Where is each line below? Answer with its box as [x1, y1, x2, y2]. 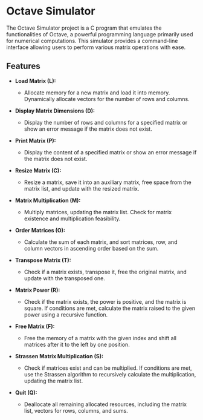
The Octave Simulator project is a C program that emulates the [6, 24, 162, 31]
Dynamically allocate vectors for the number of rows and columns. [24, 95, 190, 102]
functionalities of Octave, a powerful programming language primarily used [6, 30, 193, 38]
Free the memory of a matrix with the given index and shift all [24, 334, 177, 341]
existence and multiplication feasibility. [24, 215, 121, 222]
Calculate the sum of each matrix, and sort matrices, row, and [24, 238, 178, 246]
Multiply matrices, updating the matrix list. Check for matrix [24, 208, 172, 215]
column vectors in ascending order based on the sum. [24, 244, 159, 252]
